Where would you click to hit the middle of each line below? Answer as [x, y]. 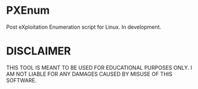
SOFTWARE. [21, 80]
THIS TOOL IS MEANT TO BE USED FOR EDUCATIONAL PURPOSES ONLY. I [99, 67]
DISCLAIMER [39, 51]
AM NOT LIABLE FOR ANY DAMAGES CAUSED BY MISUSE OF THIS [89, 74]
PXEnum [28, 10]
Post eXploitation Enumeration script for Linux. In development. [84, 27]
